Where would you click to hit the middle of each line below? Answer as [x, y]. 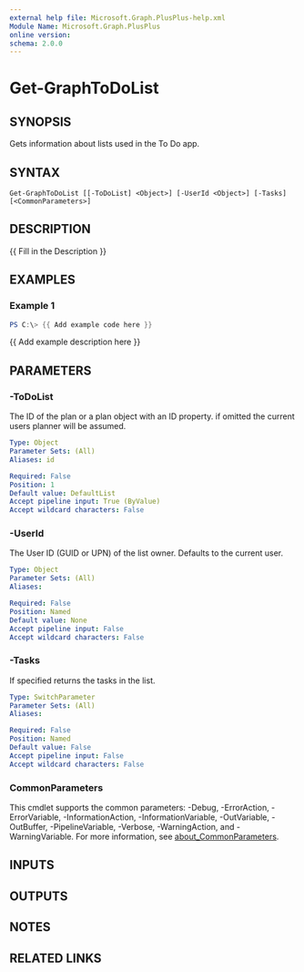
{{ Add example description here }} [75, 342]
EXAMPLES [42, 280]
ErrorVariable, [35, 817]
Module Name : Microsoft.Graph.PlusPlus [85, 26]
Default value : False [51, 748]
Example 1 [32, 306]
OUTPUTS [39, 896]
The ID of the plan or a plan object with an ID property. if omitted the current [152, 416]
